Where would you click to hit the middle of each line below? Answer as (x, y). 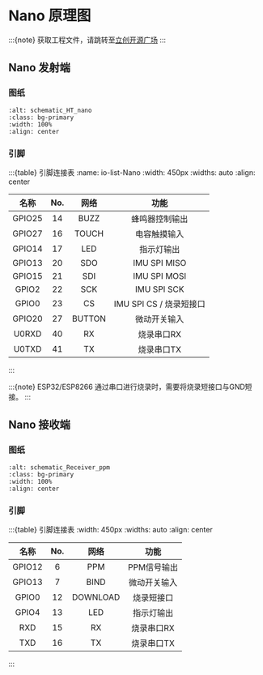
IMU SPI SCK (159, 289)
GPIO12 (28, 566)
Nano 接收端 (40, 425)
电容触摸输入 (159, 233)
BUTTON (89, 318)
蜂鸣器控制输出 (159, 219)
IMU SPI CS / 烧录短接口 (159, 304)
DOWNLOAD (96, 597)
